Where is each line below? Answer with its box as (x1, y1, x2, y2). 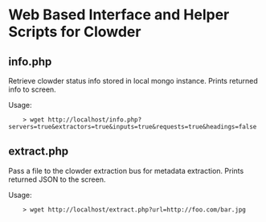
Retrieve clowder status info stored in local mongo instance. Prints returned (8, 76, 259, 85)
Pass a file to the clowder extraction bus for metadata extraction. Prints (8, 166, 244, 175)
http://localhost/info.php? (47, 116, 142, 124)
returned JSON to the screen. (8, 175, 106, 184)
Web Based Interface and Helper (8, 6, 230, 24)
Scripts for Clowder (8, 23, 141, 41)
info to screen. (8, 84, 56, 94)
